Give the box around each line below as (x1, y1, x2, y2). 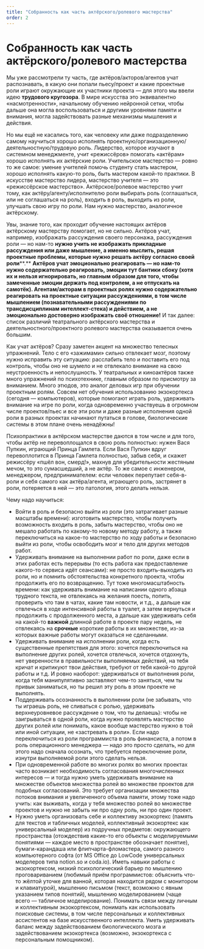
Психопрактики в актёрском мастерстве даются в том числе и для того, (6, 433, 196, 440)
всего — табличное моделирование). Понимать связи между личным (15, 897, 198, 904)
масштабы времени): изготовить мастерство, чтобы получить (15, 514, 178, 522)
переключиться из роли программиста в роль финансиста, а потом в (15, 735, 197, 742)
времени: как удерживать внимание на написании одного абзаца (15, 586, 187, 593)
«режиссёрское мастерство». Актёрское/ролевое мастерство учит (6, 183, 183, 190)
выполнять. (15, 690, 46, 697)
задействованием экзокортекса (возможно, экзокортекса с (15, 929, 172, 937)
